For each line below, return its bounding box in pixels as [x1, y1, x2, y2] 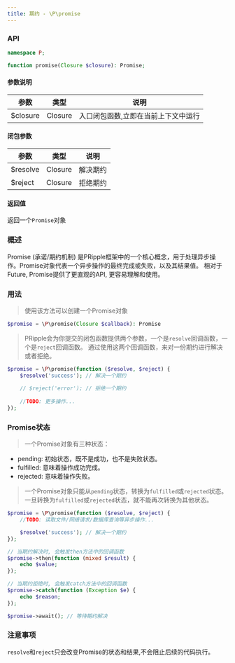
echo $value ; [20, 561, 58, 568]
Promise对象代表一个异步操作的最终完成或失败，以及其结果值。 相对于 [19, 261, 222, 270]
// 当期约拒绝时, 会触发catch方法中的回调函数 [7, 580, 127, 587]
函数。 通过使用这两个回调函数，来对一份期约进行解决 [67, 343, 223, 351]
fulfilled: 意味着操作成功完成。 [17, 463, 104, 472]
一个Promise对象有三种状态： [24, 439, 110, 449]
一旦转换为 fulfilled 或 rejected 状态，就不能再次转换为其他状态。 [24, 495, 213, 505]
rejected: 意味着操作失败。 [17, 472, 94, 481]
